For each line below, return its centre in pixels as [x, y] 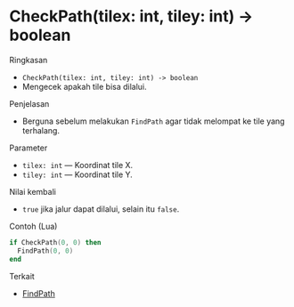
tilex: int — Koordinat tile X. [78, 165]
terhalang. [41, 130]
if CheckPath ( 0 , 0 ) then [55, 242]
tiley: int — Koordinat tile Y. [78, 174]
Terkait [22, 276]
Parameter [29, 148]
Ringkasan [29, 60]
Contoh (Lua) [33, 226]
